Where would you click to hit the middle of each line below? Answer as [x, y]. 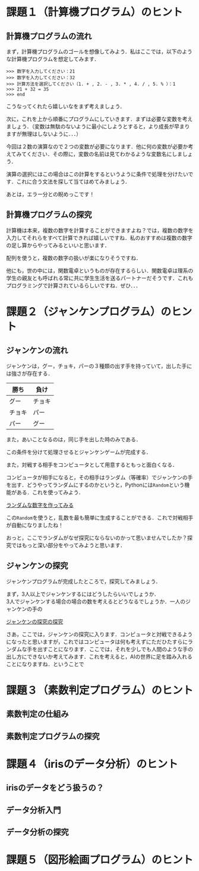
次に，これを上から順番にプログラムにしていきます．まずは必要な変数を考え [99, 119]
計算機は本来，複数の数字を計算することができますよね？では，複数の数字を [100, 230]
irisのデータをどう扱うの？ [55, 788]
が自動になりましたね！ [35, 525]
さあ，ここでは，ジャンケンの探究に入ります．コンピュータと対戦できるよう [99, 634]
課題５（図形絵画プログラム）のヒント [100, 860]
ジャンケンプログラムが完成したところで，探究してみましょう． [83, 581]
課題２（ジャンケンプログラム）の [89, 312]
